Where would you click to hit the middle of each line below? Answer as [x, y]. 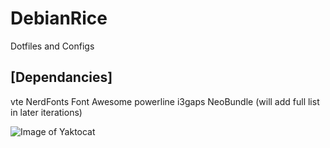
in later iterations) [46, 112]
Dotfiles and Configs [52, 46]
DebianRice [59, 18]
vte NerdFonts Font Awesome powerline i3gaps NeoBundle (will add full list [165, 101]
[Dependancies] [61, 77]
